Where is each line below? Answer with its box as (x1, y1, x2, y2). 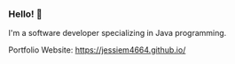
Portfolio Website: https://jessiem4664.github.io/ (8, 45, 186, 55)
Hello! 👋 (8, 8, 43, 20)
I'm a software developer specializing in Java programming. (8, 28, 227, 39)
